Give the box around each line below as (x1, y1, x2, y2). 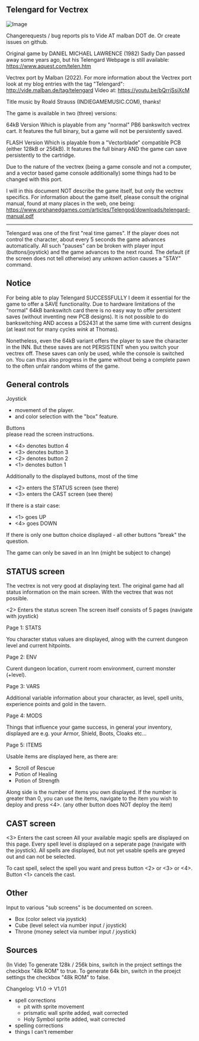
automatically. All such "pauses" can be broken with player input (6, 242, 164, 249)
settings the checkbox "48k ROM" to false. (6, 973, 110, 980)
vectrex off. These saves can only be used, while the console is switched (6, 350, 185, 357)
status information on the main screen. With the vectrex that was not (6, 588, 174, 596)
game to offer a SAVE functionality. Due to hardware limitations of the (6, 300, 176, 308)
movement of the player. (14, 407, 75, 414)
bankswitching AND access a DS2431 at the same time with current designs (6, 319, 191, 326)
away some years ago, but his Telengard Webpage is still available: (6, 56, 170, 63)
